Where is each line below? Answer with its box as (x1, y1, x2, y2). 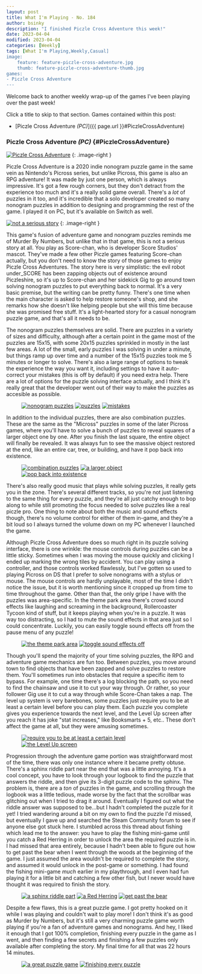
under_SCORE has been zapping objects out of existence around (6, 270, 168, 277)
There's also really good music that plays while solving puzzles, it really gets (6, 482, 197, 490)
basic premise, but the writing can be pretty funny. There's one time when (6, 289, 191, 296)
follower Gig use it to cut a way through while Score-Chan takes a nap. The (6, 691, 193, 698)
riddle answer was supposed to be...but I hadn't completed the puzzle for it (6, 804, 193, 811)
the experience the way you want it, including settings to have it (6, 365, 165, 372)
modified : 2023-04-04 (6, 37, 61, 43)
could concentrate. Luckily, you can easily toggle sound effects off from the (6, 623, 195, 630)
